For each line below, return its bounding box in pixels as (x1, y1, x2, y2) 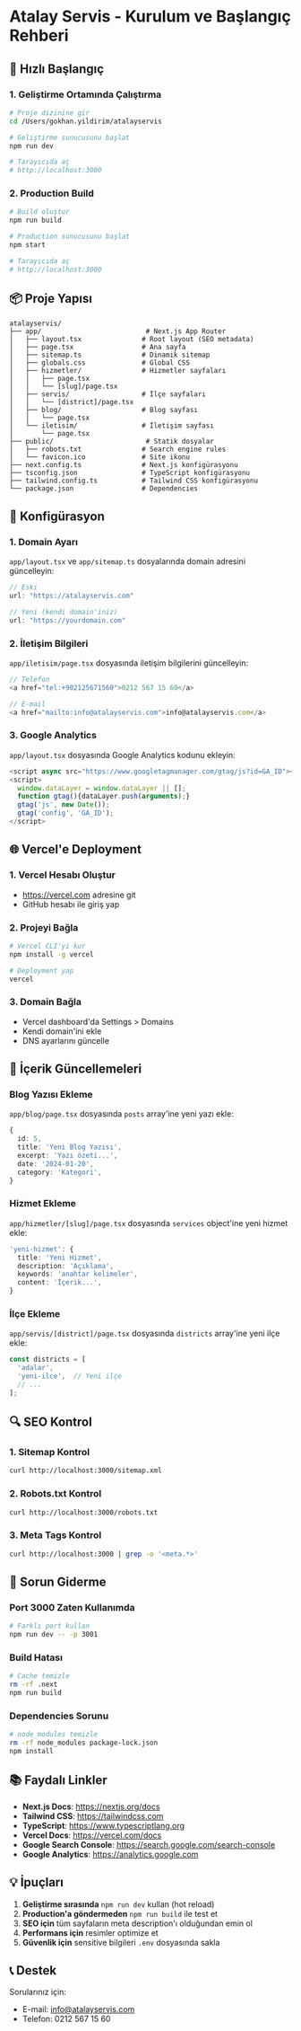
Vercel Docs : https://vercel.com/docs (21, 1830, 162, 1841)
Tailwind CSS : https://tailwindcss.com (21, 1810, 164, 1821)
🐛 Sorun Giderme (9, 1575, 107, 1589)
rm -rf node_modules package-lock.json (9, 1738, 159, 1748)
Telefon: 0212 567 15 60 (21, 2014, 111, 2025)
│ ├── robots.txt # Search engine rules (9, 445, 227, 455)
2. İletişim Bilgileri (9, 637, 89, 649)
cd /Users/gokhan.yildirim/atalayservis (9, 117, 163, 126)
